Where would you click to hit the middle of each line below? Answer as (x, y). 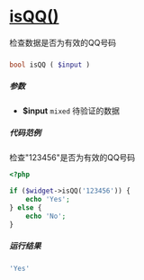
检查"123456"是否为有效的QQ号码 (72, 157)
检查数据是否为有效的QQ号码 (63, 42)
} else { (26, 208)
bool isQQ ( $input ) (50, 65)
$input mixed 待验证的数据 (71, 111)
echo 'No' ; (46, 217)
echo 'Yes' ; (48, 200)
